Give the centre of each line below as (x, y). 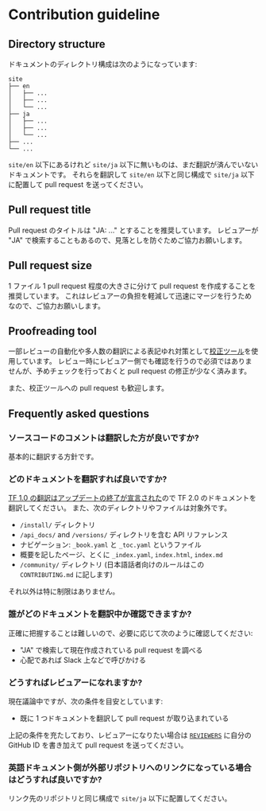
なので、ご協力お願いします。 (57, 306)
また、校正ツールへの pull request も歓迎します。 (89, 388)
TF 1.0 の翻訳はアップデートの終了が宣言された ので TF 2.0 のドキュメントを (132, 498)
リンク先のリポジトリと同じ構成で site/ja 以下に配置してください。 (120, 798)
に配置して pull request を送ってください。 (78, 184)
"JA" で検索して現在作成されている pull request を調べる (111, 649)
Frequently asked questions (79, 413)
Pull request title (50, 210)
